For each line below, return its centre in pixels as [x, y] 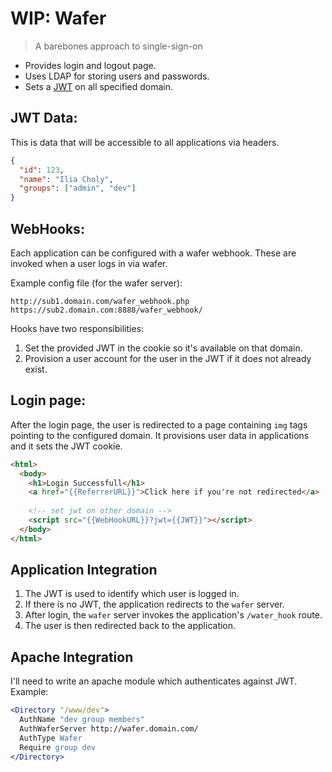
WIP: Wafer [58, 18]
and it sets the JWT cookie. [66, 446]
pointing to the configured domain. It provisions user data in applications [160, 435]
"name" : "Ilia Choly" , [66, 179]
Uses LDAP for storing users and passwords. [117, 76]
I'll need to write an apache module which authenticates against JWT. [154, 681]
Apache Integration [72, 657]
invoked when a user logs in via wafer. [89, 263]
